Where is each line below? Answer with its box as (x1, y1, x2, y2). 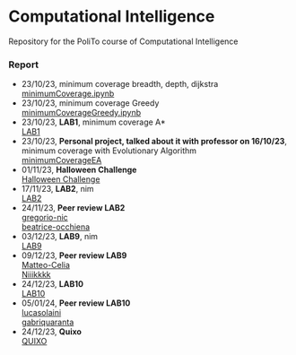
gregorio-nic (21, 212, 68, 223)
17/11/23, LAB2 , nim (21, 184, 95, 195)
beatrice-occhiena (21, 221, 91, 232)
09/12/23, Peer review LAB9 (21, 250, 127, 261)
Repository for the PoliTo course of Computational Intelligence (8, 36, 239, 47)
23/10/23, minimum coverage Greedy (21, 98, 160, 108)
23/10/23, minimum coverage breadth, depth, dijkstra (21, 79, 219, 90)
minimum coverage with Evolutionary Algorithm (21, 145, 197, 156)
